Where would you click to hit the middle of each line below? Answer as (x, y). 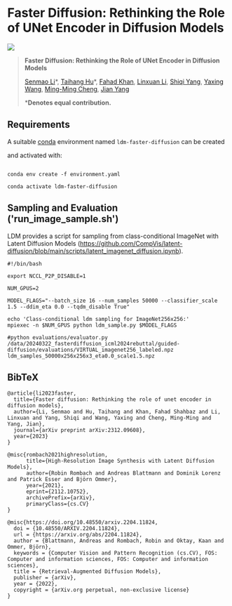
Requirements (39, 125)
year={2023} (31, 437)
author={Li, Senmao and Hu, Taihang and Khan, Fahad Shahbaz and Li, (117, 412)
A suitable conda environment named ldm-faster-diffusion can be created (116, 141)
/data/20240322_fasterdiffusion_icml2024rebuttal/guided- (94, 343)
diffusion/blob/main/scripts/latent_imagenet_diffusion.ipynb (93, 251)
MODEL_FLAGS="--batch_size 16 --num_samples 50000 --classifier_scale (112, 301)
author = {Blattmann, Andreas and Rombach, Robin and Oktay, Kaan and (119, 541)
